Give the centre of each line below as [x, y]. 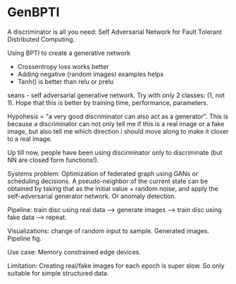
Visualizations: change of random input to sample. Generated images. [108, 230]
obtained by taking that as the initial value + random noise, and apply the [113, 188]
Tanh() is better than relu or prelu [66, 81]
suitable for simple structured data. [58, 273]
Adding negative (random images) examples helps [91, 74]
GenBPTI [33, 12]
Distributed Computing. [41, 39]
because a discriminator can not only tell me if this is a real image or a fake [116, 123]
